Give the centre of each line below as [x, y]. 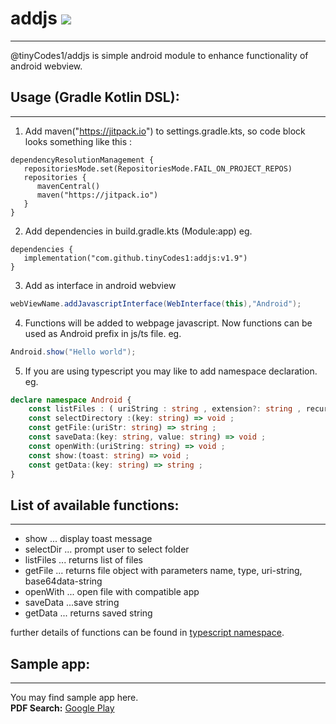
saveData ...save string [72, 603]
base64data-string [63, 581]
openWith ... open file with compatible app [112, 592]
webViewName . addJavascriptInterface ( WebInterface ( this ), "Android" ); [156, 303]
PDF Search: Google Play [62, 708]
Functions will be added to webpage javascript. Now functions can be [168, 323]
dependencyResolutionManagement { [82, 160]
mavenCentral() [68, 186]
